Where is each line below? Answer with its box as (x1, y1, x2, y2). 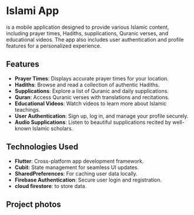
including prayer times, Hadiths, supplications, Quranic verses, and (6, 29, 169, 36)
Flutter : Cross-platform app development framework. (14, 157, 144, 164)
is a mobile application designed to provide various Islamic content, (6, 23, 169, 31)
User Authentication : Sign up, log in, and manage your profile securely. (14, 112, 189, 119)
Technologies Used (6, 142, 78, 152)
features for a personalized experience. (6, 42, 102, 49)
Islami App (6, 4, 59, 18)
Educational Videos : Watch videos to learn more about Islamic (14, 100, 167, 107)
